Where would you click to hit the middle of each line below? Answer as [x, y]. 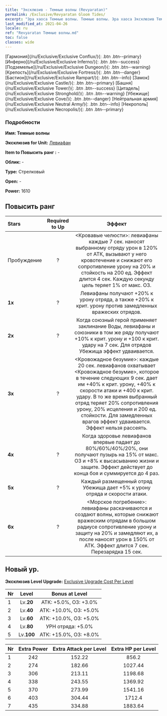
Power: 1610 [18, 191]
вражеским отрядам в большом [117, 520]
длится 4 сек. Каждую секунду [117, 279]
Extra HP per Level [133, 649]
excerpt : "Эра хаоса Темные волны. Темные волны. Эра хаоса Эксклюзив [80, 19]
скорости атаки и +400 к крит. [117, 390]
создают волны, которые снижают [117, 514]
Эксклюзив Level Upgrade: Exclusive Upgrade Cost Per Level [69, 581]
